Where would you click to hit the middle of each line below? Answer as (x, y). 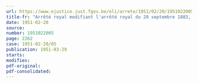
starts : (16, 55)
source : (16, 28)
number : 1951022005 (30, 33)
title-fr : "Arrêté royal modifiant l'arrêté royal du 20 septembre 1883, (99, 17)
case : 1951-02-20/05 (32, 44)
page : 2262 (19, 39)
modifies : (18, 60)
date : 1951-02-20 (27, 22)
